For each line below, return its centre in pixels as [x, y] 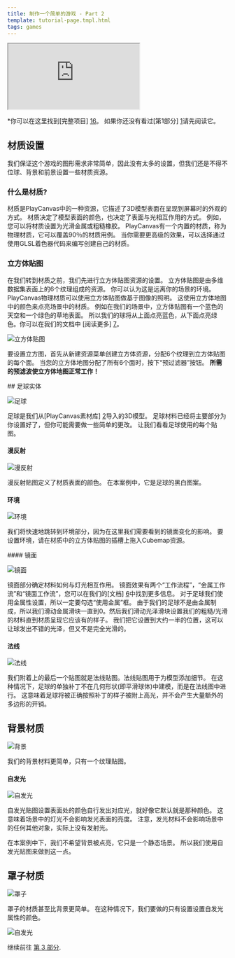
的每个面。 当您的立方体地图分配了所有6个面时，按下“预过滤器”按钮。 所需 [115, 362]
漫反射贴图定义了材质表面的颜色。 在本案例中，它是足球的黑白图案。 [106, 482]
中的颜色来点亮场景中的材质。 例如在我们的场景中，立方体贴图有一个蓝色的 [115, 306]
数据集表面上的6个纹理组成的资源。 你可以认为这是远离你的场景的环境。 [111, 289]
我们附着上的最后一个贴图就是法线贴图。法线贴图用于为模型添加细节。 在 [112, 678]
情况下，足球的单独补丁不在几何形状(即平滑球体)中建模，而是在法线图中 [116, 686]
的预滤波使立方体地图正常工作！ [53, 371]
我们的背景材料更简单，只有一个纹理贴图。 [69, 761]
